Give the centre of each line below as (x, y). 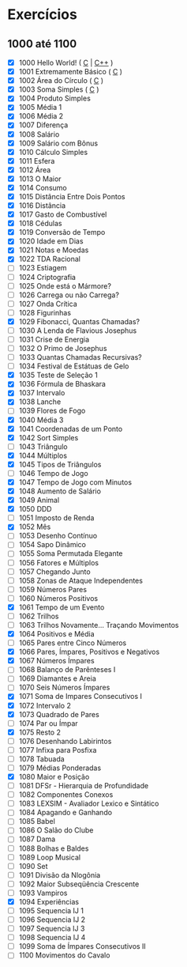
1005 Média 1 (40, 108)
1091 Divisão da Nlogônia (60, 874)
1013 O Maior (40, 179)
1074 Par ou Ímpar (48, 723)
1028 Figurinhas (45, 312)
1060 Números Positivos (58, 598)
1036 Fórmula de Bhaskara (62, 384)
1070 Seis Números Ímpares (64, 687)
